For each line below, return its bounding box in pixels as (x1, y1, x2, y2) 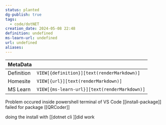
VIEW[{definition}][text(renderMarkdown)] (36, 70, 140, 76)
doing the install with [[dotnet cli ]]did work (5, 114, 95, 120)
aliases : (5, 45, 24, 50)
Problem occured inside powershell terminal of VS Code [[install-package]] (5, 99, 161, 105)
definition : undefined (5, 31, 53, 36)
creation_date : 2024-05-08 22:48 (5, 26, 76, 31)
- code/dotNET (10, 21, 39, 27)
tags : (5, 17, 17, 22)
